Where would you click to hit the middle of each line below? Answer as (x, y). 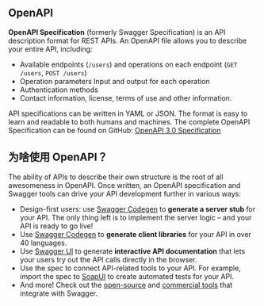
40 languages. (43, 243)
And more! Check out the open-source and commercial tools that (126, 285)
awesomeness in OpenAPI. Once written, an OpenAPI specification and (124, 185)
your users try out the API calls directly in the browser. (108, 259)
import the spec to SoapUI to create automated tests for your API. (127, 276)
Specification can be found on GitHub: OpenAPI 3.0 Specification (115, 130)
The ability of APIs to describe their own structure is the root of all (116, 177)
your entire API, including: (50, 49)
